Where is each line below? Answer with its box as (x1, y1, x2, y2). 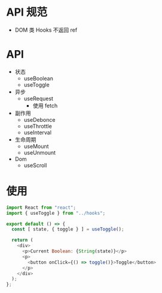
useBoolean (23, 75, 54, 82)
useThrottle (23, 122, 52, 129)
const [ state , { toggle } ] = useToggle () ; (11, 226, 124, 233)
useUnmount (23, 149, 56, 156)
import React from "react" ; (6, 204, 77, 211)
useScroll (23, 162, 47, 169)
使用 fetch (32, 102, 58, 109)
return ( (11, 237, 33, 243)
